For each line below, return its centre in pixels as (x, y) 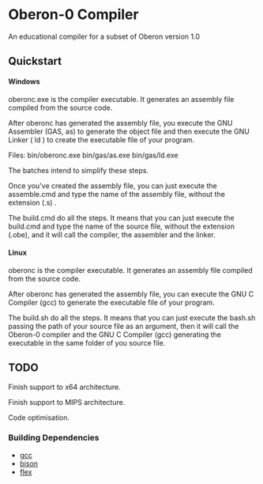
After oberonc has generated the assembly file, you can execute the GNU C (131, 293)
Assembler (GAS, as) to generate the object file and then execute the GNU (129, 131)
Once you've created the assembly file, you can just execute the (113, 185)
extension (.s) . (32, 202)
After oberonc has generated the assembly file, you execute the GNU (120, 123)
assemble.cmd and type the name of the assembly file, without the (116, 194)
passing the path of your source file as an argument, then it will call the (124, 326)
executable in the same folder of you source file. (87, 342)
